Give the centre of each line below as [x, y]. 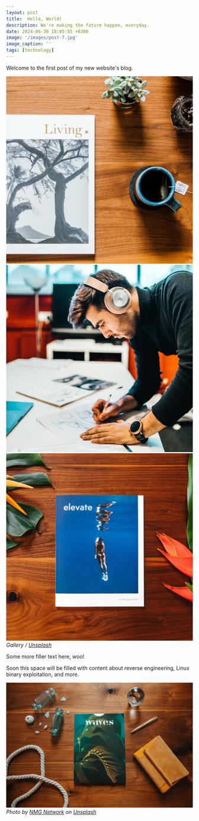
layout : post [22, 12]
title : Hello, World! [34, 19]
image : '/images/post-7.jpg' [42, 38]
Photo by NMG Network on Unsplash [51, 811]
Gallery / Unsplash [29, 645]
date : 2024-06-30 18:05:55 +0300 [47, 32]
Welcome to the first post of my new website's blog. [70, 68]
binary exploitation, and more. [43, 674]
